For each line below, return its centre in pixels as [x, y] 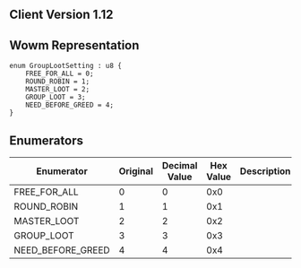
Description [265, 171]
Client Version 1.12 [61, 15]
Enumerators [46, 140]
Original [136, 171]
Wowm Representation [74, 45]
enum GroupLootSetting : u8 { [66, 66]
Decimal [180, 166]
